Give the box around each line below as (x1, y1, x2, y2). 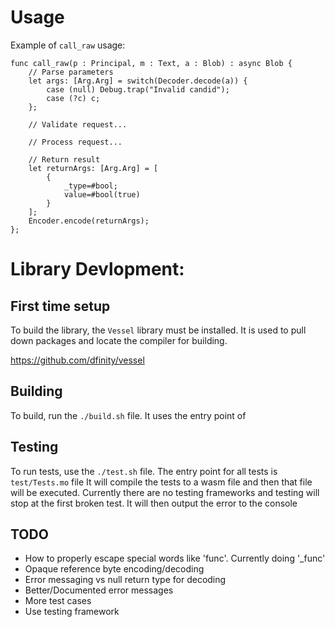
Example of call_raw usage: (10, 39, 126, 51)
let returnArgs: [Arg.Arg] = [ (28, 163, 159, 173)
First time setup (10, 297, 111, 315)
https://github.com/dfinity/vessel (10, 354, 145, 366)
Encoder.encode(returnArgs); (28, 216, 150, 226)
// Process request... (28, 137, 123, 147)
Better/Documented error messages (24, 584, 174, 596)
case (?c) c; (46, 93, 101, 103)
